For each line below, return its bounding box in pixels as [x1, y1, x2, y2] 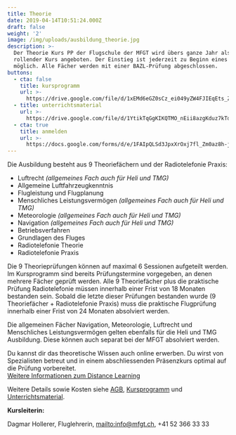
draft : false [7, 23, 46, 30]
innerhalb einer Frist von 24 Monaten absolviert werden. [7, 307, 170, 316]
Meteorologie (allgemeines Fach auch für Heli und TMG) [17, 212, 181, 220]
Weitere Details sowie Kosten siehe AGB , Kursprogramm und [7, 385, 183, 394]
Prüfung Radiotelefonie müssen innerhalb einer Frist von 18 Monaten [7, 285, 206, 293]
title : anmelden [20, 128, 68, 135]
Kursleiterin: [7, 406, 45, 415]
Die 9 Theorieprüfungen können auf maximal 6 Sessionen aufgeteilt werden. [7, 262, 228, 271]
